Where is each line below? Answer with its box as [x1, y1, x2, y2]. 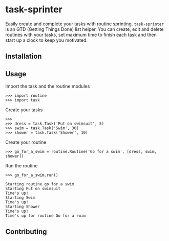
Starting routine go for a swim [5, 182, 74, 187]
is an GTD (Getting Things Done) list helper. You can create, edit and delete [5, 26, 164, 32]
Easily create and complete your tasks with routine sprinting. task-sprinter [5, 21, 164, 27]
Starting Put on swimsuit [5, 186, 60, 192]
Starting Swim [5, 195, 36, 200]
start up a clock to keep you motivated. [5, 37, 88, 43]
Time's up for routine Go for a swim [5, 213, 86, 218]
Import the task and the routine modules [5, 83, 90, 90]
